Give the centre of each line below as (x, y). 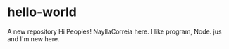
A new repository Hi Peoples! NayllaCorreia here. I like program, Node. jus (114, 31)
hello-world (42, 12)
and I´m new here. (33, 38)
